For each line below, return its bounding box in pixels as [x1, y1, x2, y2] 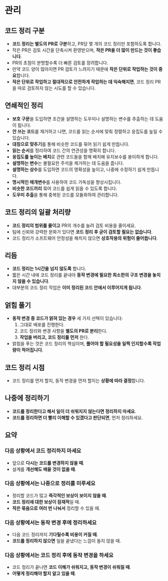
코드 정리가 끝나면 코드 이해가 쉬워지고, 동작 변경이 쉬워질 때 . [12, 564, 131, 570]
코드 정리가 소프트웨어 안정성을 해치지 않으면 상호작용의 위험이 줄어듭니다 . [12, 235, 158, 241]
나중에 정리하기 [5, 394, 50, 403]
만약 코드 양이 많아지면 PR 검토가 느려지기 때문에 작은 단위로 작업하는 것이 [12, 66, 158, 72]
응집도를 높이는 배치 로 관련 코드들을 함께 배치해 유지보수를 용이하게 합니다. [12, 153, 159, 160]
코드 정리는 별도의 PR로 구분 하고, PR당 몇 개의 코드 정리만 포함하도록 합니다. [12, 41, 162, 47]
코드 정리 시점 [5, 363, 45, 372]
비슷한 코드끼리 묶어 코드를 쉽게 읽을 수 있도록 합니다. [12, 185, 117, 191]
